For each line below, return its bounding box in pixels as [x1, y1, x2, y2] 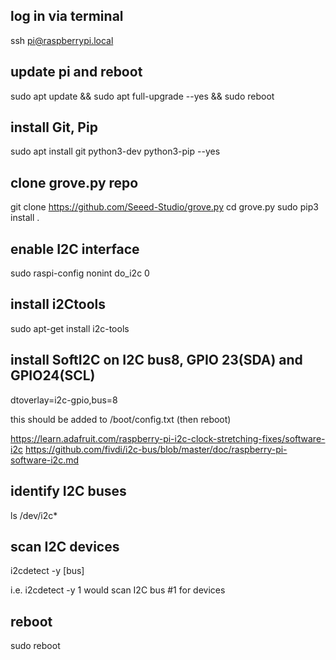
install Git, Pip [10, 119, 98, 136]
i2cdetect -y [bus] [10, 565, 85, 577]
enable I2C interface [10, 240, 140, 258]
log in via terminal [10, 8, 124, 25]
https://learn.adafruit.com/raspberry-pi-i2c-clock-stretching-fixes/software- [10, 432, 326, 444]
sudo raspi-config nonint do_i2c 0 [10, 267, 150, 279]
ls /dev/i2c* [10, 509, 58, 521]
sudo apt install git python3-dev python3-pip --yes [10, 145, 221, 158]
